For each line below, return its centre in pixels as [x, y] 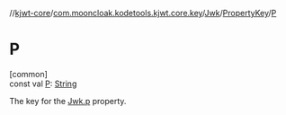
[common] [28, 74]
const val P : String [43, 84]
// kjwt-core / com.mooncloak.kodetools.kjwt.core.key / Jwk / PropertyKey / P [143, 13]
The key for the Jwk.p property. [68, 101]
